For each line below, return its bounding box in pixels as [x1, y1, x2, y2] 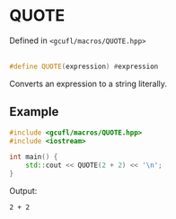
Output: [9, 186, 38, 196]
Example [9, 104, 59, 119]
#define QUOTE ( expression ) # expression [9, 62, 159, 71]
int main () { [9, 153, 58, 162]
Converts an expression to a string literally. [9, 78, 168, 89]
